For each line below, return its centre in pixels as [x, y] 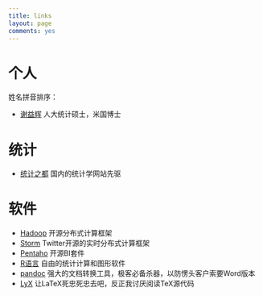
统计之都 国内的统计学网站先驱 [70, 173]
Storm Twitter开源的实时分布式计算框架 [85, 244]
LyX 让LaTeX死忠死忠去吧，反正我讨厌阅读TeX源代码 [107, 284]
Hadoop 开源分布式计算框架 [66, 233]
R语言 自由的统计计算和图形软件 [73, 264]
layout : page [30, 23]
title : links [30, 16]
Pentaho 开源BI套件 [52, 253]
